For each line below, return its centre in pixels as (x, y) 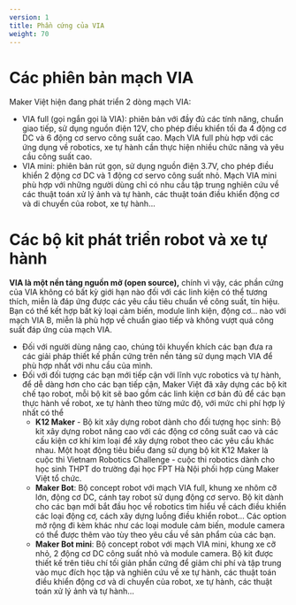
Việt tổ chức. (58, 479)
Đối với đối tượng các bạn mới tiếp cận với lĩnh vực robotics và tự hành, (152, 375)
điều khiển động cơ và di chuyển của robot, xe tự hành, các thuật (154, 582)
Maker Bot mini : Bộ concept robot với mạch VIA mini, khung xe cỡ (156, 544)
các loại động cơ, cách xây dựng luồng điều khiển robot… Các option (161, 516)
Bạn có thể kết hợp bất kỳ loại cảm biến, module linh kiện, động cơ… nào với (148, 311)
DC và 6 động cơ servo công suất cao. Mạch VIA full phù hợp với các (148, 138)
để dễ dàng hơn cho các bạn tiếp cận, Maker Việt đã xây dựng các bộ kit (154, 385)
